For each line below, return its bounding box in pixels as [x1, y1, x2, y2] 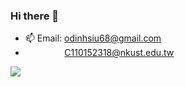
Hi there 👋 [10, 9, 60, 23]
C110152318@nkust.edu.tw [64, 47, 175, 59]
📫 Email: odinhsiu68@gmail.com [24, 32, 162, 44]
